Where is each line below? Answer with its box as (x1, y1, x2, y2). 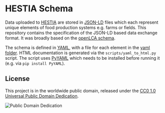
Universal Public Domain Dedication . (5, 93, 79, 99)
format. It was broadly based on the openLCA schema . (5, 35, 115, 41)
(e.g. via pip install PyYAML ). (5, 60, 65, 66)
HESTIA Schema (5, 3, 73, 14)
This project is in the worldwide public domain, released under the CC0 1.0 (5, 87, 156, 94)
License (5, 75, 30, 83)
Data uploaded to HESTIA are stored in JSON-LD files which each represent (5, 19, 159, 25)
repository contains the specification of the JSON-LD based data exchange (5, 30, 158, 36)
